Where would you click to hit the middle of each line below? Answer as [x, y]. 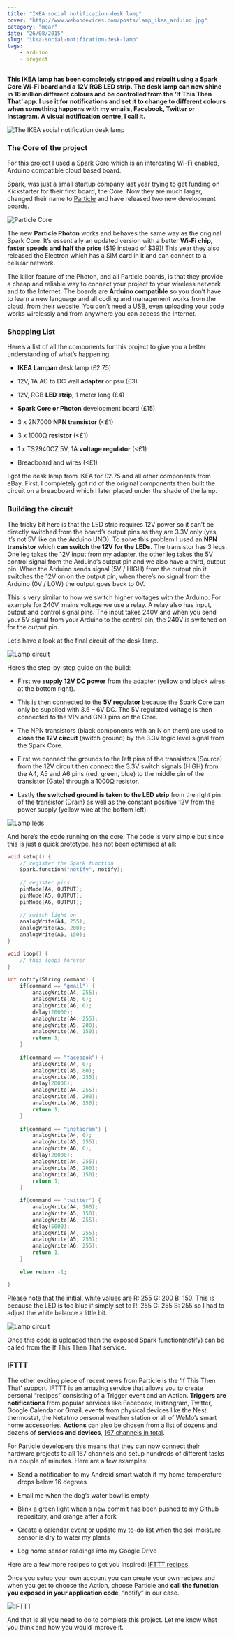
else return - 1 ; [44, 1272]
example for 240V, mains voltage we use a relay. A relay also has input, [109, 604]
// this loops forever [53, 960]
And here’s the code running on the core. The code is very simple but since [116, 836]
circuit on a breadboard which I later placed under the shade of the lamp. [112, 491]
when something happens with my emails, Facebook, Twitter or [101, 108]
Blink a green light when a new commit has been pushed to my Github [118, 1509]
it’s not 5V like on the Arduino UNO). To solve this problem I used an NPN [112, 539]
